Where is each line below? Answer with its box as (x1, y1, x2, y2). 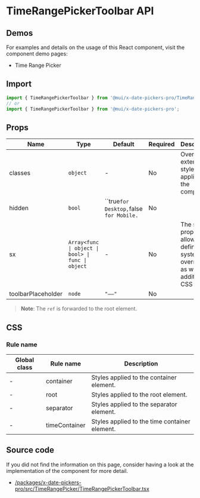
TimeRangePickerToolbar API (6, 4, 154, 18)
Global (15, 355, 35, 364)
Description (124, 359, 158, 368)
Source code (6, 445, 55, 455)
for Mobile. (104, 212, 139, 219)
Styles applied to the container (91, 373, 177, 382)
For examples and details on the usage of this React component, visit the (6, 44, 185, 51)
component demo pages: (6, 50, 68, 57)
